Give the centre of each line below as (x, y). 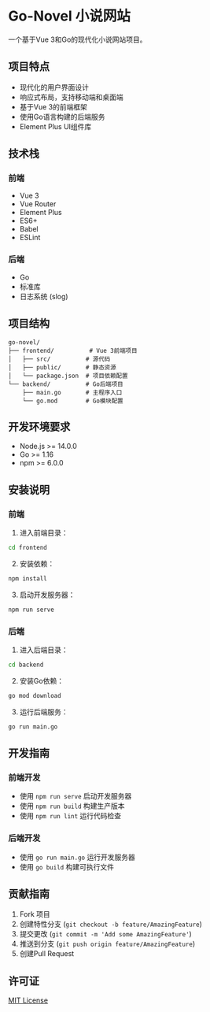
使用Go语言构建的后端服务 (62, 117)
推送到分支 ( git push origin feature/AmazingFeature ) (107, 944)
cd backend (26, 665)
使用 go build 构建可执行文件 (66, 866)
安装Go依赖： (42, 680)
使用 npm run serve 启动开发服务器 (76, 796)
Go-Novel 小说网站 (70, 16)
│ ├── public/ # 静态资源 (62, 367)
